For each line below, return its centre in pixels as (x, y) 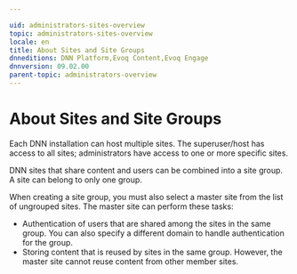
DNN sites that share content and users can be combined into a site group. (146, 170)
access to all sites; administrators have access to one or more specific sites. (149, 153)
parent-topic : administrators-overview (83, 75)
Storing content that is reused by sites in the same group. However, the (152, 252)
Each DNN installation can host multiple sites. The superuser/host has (137, 143)
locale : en (29, 42)
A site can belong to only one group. (76, 180)
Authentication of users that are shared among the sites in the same (146, 223)
